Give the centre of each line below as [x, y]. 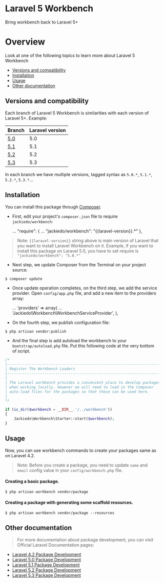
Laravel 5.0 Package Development [47, 560]
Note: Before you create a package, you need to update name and [82, 465]
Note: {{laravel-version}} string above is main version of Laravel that [88, 240]
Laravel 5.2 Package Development [47, 570]
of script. [21, 351]
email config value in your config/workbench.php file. [70, 470]
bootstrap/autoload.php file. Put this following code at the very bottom [83, 346]
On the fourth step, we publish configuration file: [61, 322]
